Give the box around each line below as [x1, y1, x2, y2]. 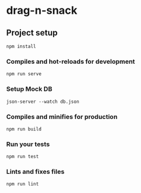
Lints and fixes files [6, 168, 65, 176]
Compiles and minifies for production [6, 112, 117, 121]
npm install [6, 43, 36, 49]
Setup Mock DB [6, 85, 52, 93]
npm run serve [6, 71, 42, 77]
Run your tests [6, 139, 50, 148]
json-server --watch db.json [6, 99, 80, 105]
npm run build [6, 126, 42, 132]
